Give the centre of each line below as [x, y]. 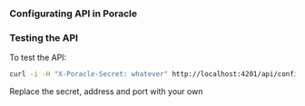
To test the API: [38, 58]
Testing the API [44, 37]
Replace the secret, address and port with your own [106, 92]
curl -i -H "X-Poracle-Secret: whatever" [89, 74]
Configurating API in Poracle [74, 14]
